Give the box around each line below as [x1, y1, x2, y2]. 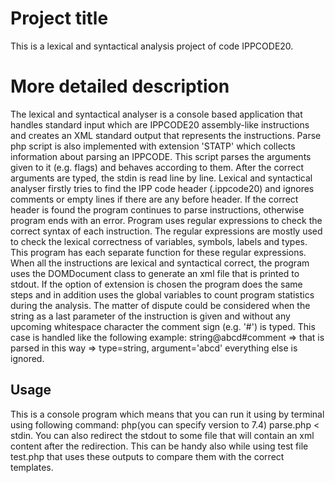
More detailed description [10, 75, 230, 98]
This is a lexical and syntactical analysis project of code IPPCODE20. [10, 40, 294, 52]
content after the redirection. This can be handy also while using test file [10, 440, 309, 452]
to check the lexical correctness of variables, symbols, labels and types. [10, 235, 308, 247]
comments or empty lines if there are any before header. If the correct [10, 193, 299, 205]
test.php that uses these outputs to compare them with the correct [10, 450, 285, 462]
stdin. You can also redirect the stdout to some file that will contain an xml [10, 429, 315, 441]
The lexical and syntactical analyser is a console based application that [10, 108, 303, 120]
